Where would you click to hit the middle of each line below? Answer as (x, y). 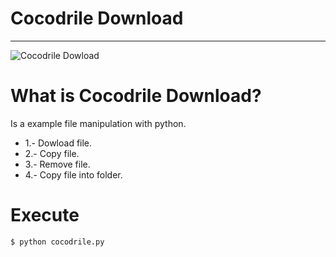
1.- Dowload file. (58, 143)
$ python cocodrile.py (57, 242)
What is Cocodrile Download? (136, 96)
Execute (45, 215)
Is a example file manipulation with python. (98, 123)
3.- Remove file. (57, 164)
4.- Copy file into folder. (73, 174)
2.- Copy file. (52, 153)
